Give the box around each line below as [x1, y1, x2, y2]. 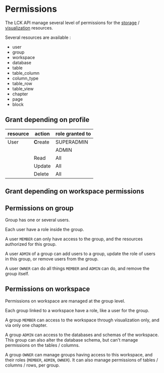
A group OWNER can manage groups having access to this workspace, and [5, 351, 153, 357]
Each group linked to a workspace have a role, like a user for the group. [5, 307, 150, 313]
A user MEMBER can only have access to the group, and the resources [5, 236, 143, 242]
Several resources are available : [5, 34, 71, 40]
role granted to [55, 130, 91, 137]
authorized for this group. [5, 241, 57, 247]
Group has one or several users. [5, 217, 70, 223]
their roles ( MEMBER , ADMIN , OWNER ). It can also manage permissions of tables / [5, 357, 158, 363]
